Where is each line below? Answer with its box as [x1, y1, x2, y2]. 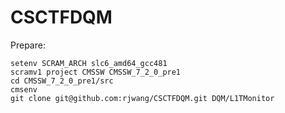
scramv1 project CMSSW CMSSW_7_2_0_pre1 [10, 67, 182, 77]
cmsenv [10, 84, 38, 95]
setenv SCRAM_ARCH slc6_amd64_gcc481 [10, 58, 168, 68]
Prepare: [10, 39, 46, 51]
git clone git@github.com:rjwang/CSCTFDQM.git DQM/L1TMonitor [10, 93, 275, 103]
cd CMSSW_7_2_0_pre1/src [10, 76, 114, 86]
